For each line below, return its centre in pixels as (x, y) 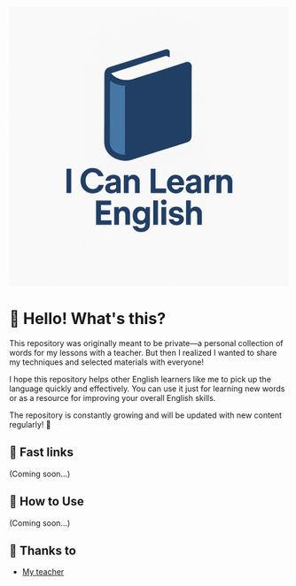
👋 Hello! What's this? (88, 319)
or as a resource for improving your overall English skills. (113, 397)
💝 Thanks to (43, 550)
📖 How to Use (47, 501)
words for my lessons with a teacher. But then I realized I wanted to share (143, 352)
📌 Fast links (41, 453)
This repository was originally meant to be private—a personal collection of (146, 343)
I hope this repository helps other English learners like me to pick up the (140, 379)
